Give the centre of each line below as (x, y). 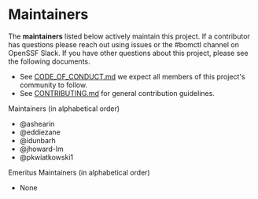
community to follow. (53, 85)
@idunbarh (38, 140)
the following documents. (49, 61)
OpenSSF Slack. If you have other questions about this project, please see (129, 53)
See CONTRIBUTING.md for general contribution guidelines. (117, 93)
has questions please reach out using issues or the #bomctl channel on (124, 44)
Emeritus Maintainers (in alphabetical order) (79, 172)
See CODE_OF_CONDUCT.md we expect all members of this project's (132, 76)
